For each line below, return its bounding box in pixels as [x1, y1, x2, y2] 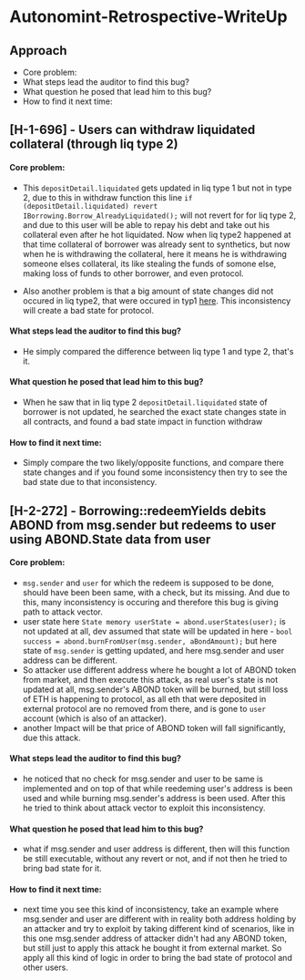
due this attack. [22, 732, 81, 743]
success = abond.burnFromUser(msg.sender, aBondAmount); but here [22, 635, 278, 646]
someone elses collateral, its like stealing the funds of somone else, [22, 258, 277, 269]
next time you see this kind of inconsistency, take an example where [22, 904, 280, 915]
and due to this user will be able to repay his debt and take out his [22, 219, 270, 230]
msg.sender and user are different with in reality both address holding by [22, 913, 297, 924]
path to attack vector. [22, 606, 103, 617]
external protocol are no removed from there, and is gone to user [22, 703, 267, 714]
